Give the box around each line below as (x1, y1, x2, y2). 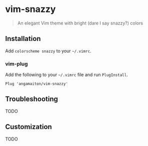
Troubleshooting (5, 95, 58, 103)
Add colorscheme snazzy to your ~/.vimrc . (5, 47, 91, 53)
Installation (5, 34, 41, 43)
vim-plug (5, 60, 28, 67)
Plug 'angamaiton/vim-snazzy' (5, 81, 68, 86)
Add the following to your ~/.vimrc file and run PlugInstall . (5, 71, 128, 78)
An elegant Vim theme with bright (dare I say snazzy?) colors (17, 20, 143, 26)
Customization (5, 122, 52, 131)
